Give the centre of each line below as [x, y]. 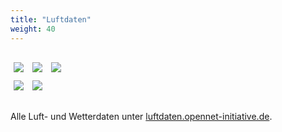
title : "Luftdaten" [51, 19]
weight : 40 [33, 29]
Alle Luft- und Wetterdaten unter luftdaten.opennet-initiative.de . [141, 116]
